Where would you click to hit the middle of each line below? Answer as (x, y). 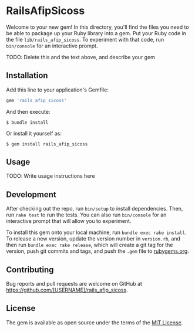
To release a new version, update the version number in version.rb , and (93, 239)
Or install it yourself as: (34, 133)
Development (31, 194)
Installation (27, 75)
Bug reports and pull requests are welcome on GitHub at (74, 284)
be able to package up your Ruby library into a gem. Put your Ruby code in (96, 33)
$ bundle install (27, 122)
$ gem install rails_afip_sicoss (47, 144)
